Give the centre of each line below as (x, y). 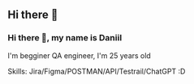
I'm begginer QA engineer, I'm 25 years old (79, 55)
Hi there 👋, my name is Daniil (65, 38)
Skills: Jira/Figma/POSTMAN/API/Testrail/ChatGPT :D (97, 71)
